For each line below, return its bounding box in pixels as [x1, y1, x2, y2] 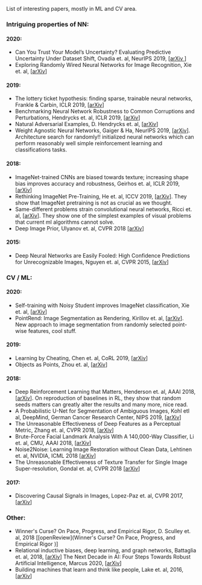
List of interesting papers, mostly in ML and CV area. [6, 5, 137, 12]
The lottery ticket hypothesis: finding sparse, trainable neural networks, [14, 95, 193, 102]
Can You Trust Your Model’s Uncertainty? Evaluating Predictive [14, 48, 171, 56]
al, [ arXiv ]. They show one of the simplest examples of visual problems [14, 212, 192, 219]
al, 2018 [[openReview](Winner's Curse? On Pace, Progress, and [14, 534, 176, 541]
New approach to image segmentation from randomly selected [14, 321, 171, 328]
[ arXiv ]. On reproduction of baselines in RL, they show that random [14, 394, 181, 402]
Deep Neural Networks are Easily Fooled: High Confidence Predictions [14, 251, 190, 259]
